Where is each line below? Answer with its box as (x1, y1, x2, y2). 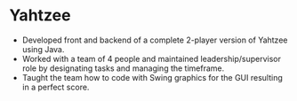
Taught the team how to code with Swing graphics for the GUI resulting (21, 72, 283, 82)
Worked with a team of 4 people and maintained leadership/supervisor (21, 53, 282, 64)
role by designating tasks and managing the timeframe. (21, 63, 225, 74)
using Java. (21, 43, 65, 54)
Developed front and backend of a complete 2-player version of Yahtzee (21, 35, 288, 45)
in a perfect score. (21, 82, 90, 92)
